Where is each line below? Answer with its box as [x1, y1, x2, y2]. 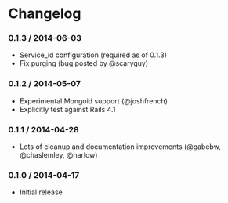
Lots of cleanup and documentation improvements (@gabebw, [19, 142, 221, 151]
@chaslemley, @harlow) [19, 150, 98, 160]
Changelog [8, 5, 81, 23]
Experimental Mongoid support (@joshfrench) [19, 96, 168, 106]
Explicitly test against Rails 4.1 [19, 104, 116, 114]
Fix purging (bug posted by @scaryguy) [19, 59, 149, 68]
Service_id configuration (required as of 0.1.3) [19, 50, 167, 60]
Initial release [19, 187, 63, 197]
